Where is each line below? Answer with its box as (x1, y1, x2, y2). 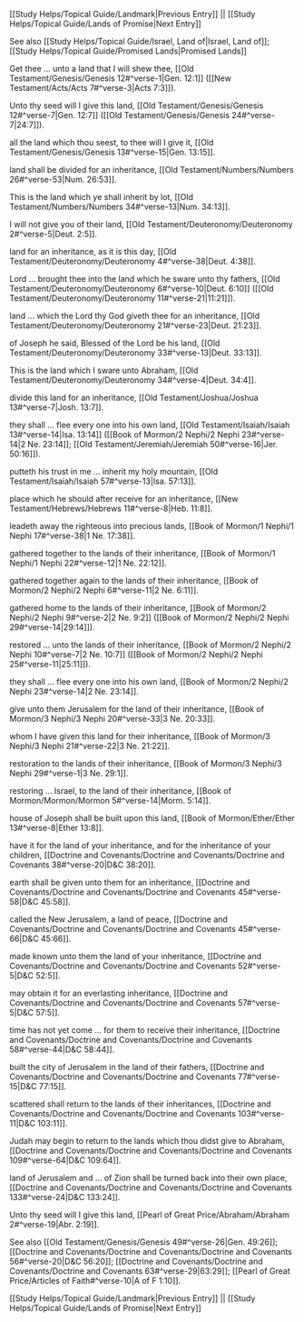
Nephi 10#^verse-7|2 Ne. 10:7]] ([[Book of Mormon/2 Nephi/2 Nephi (9, 649, 263, 659)
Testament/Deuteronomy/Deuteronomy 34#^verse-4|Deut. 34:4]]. (9, 375, 257, 386)
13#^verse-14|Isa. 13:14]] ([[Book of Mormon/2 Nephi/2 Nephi (9, 429, 240, 440)
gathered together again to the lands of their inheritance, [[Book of (9, 576, 259, 586)
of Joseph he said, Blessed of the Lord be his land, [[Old (9, 337, 221, 348)
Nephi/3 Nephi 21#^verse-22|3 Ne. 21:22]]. (9, 741, 171, 751)
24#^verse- (230, 110, 275, 120)
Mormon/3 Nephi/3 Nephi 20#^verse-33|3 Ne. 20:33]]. (9, 714, 216, 724)
